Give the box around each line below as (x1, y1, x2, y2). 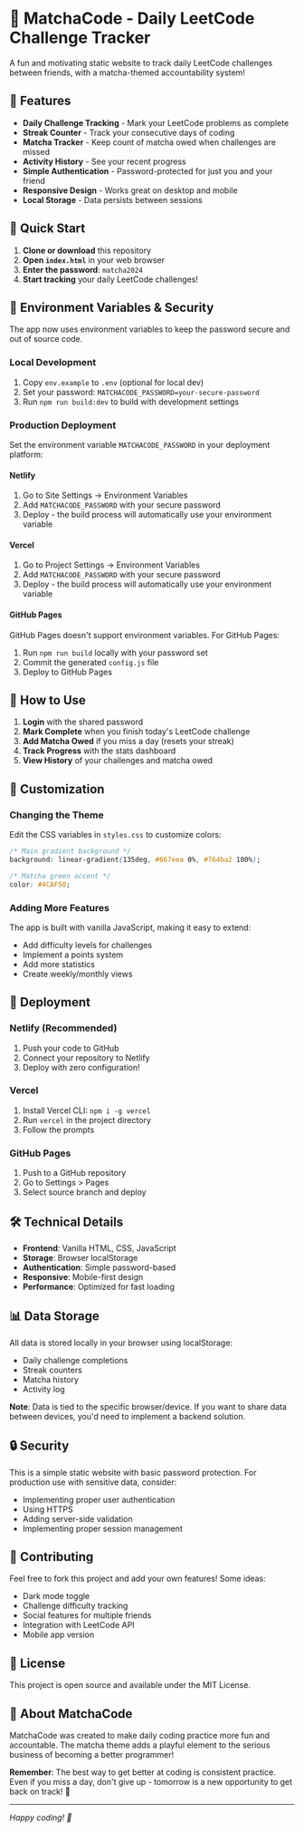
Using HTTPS (22, 1504, 74, 1515)
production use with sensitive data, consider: (9, 1477, 177, 1488)
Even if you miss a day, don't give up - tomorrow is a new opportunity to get (9, 1777, 292, 1788)
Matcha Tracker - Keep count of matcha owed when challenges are (22, 136, 276, 148)
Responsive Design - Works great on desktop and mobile (22, 185, 238, 196)
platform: (9, 449, 43, 460)
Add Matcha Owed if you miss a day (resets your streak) (22, 736, 235, 747)
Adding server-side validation (22, 1513, 133, 1524)
